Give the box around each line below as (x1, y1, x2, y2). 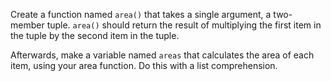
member (10, 19, 45, 31)
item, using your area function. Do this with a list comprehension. (10, 60, 278, 71)
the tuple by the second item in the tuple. (10, 30, 180, 41)
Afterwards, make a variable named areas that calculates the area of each (10, 49, 315, 61)
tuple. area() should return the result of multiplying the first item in (46, 19, 322, 31)
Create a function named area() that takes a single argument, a (10, 9, 272, 20)
